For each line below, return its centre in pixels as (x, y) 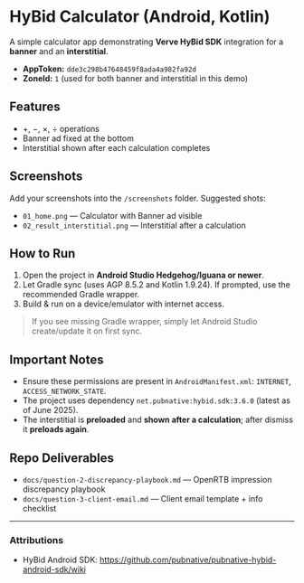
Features (35, 107)
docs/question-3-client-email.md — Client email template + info (142, 498)
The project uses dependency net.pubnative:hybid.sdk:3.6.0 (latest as (157, 400)
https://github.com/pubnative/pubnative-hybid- (188, 560)
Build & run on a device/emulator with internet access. (123, 304)
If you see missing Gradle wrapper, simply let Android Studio (144, 322)
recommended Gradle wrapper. (81, 295)
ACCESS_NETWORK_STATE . (64, 391)
